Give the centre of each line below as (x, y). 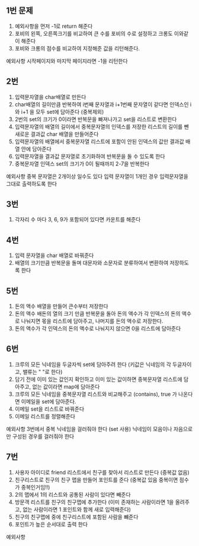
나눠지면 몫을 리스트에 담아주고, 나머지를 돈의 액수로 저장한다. (92, 321)
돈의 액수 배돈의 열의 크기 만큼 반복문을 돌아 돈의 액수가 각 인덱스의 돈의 (97, 314)
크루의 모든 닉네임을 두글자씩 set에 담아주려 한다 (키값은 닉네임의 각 (93, 364)
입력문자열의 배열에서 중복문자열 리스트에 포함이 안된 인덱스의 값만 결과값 (99, 141)
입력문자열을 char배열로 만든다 (50, 97)
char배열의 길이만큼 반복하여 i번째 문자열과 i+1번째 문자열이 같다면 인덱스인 (102, 104)
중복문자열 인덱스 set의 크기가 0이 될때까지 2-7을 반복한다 (82, 164)
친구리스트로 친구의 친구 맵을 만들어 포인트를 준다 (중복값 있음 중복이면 (96, 480)
